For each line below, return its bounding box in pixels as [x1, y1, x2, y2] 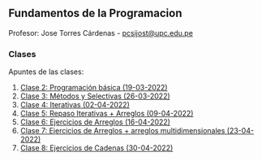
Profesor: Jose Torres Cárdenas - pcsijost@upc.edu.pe [8, 28, 193, 37]
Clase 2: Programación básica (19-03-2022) [19, 83, 168, 93]
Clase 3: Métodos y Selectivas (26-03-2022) [19, 91, 170, 101]
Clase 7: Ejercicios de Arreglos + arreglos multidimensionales [19, 126, 225, 136]
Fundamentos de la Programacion [8, 7, 183, 20]
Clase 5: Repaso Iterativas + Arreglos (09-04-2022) [19, 109, 194, 119]
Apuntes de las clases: [8, 67, 84, 76]
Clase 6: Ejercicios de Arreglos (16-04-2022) [19, 117, 170, 127]
